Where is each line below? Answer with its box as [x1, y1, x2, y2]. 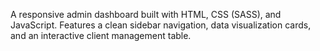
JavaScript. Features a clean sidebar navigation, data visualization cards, [10, 19, 312, 31]
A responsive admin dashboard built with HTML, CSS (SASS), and [10, 9, 282, 20]
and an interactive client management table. [10, 30, 192, 41]
